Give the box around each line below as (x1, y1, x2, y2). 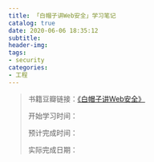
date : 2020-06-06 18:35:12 (8, 26, 99, 34)
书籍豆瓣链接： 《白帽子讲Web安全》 (27, 93, 146, 104)
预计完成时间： (27, 128, 78, 137)
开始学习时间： (27, 111, 78, 121)
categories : (8, 64, 48, 72)
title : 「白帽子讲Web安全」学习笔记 (8, 11, 116, 20)
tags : (8, 49, 26, 57)
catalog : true (8, 19, 56, 27)
